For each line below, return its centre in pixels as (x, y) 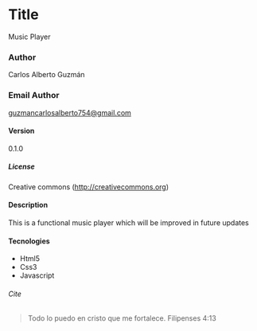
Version (21, 131)
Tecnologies (29, 241)
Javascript (37, 275)
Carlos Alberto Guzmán (47, 75)
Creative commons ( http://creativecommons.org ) (89, 187)
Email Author (34, 95)
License (22, 167)
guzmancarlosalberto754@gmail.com (70, 112)
